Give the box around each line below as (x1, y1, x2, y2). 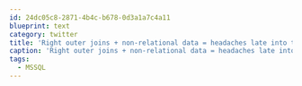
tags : (9, 55, 30, 64)
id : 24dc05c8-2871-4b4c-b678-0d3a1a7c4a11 (9, 13, 171, 22)
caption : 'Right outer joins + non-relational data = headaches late (9, 47, 276, 56)
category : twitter (9, 30, 78, 39)
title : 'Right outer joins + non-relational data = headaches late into (9, 38, 288, 47)
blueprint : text (9, 21, 70, 30)
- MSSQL (17, 64, 47, 73)
